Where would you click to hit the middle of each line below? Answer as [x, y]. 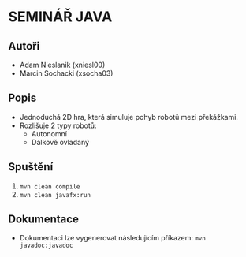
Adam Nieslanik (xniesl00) [62, 65]
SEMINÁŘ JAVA [60, 17]
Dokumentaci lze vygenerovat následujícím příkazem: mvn [113, 238]
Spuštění [31, 167]
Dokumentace [43, 220]
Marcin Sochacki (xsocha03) [66, 73]
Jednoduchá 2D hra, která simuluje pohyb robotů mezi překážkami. [129, 117]
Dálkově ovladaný [60, 142]
